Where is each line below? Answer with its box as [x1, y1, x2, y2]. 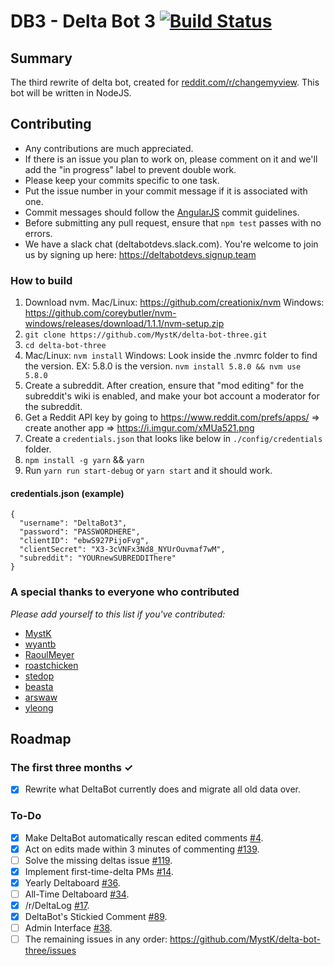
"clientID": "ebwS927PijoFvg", [19, 536, 150, 546]
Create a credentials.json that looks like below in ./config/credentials [24, 433, 323, 445]
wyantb [24, 638, 57, 650]
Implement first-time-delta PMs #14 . [24, 865, 174, 877]
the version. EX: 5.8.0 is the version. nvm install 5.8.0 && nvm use [24, 360, 302, 372]
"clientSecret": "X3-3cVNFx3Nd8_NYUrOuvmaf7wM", [19, 545, 226, 555]
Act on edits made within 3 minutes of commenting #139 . [24, 843, 260, 855]
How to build [10, 273, 73, 287]
